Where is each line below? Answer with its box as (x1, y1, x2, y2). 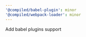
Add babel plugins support (5, 26, 61, 32)
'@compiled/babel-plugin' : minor (5, 7, 77, 13)
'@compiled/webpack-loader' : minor (5, 12, 81, 17)
